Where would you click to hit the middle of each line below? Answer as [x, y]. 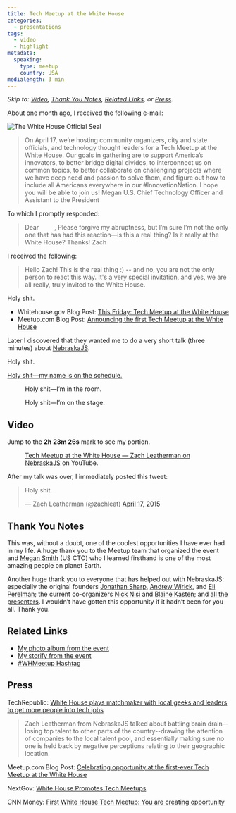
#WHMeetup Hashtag [49, 663]
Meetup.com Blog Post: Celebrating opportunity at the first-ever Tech [108, 767]
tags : [15, 33]
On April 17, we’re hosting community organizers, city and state [116, 140]
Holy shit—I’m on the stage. [65, 403]
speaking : [28, 60]
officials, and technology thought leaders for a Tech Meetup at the [120, 148]
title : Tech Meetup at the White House [66, 14]
